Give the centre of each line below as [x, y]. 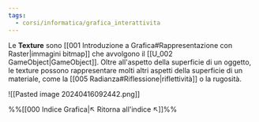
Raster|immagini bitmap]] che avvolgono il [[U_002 [90, 54]
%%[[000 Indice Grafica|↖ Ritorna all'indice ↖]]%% [93, 109]
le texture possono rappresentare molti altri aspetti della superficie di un [126, 70]
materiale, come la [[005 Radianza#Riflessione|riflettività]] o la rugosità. [125, 79]
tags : [17, 15]
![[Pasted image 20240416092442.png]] [74, 94]
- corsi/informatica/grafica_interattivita [88, 23]
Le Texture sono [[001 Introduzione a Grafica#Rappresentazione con [120, 45]
